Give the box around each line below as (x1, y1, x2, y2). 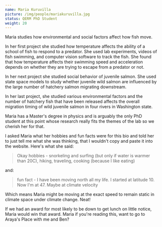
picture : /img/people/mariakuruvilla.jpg (5, 12, 90, 17)
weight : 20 (5, 20, 27, 26)
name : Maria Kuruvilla (5, 7, 51, 12)
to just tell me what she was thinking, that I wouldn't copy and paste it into (5, 138, 153, 144)
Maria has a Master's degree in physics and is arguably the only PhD (5, 113, 142, 119)
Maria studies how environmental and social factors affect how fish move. (5, 34, 153, 40)
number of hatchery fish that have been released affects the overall (5, 98, 140, 105)
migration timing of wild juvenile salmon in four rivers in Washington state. (5, 104, 153, 110)
